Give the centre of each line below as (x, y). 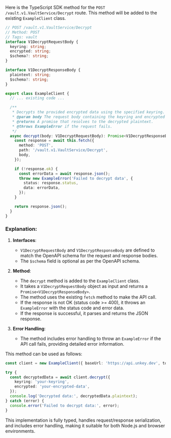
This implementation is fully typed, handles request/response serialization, (83, 420)
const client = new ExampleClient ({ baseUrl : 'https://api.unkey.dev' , (83, 363)
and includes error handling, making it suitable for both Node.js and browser (85, 425)
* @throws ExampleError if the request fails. (62, 126)
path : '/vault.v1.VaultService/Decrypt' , (63, 150)
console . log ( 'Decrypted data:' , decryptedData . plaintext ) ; (74, 396)
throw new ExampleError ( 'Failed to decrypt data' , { (76, 178)
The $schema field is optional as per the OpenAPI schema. (80, 261)
